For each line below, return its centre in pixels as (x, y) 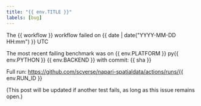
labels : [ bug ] (24, 18)
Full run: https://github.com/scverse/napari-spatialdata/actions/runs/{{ (95, 71)
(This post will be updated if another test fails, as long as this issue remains (100, 90)
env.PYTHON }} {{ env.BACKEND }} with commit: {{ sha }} (79, 60)
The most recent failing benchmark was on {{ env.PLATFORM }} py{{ (92, 53)
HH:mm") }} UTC (27, 41)
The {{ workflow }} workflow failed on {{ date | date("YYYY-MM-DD (91, 35)
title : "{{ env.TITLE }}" (39, 12)
